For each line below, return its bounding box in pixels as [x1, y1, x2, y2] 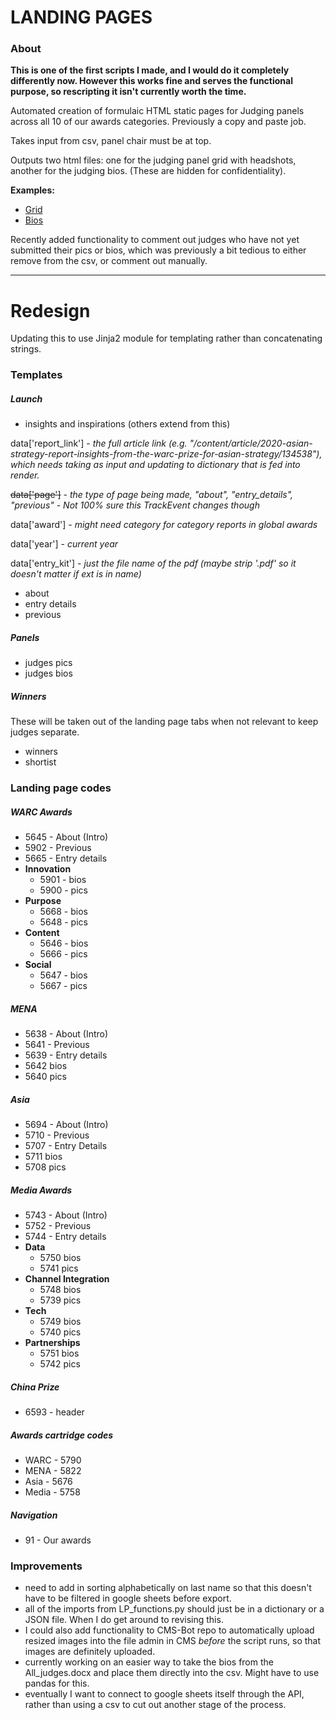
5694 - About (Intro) [24, 1119, 109, 1131]
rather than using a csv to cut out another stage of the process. [24, 1699, 287, 1711]
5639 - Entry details [24, 1049, 108, 1061]
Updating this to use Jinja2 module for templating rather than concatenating [10, 332, 323, 345]
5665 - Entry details [24, 852, 108, 865]
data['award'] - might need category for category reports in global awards [10, 519, 318, 531]
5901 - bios [39, 874, 87, 886]
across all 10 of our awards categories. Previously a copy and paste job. [10, 116, 307, 128]
